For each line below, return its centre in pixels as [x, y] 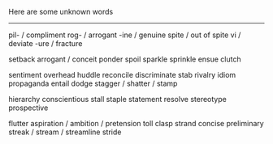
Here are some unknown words [61, 12]
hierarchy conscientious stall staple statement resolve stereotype [118, 99]
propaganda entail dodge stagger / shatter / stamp [93, 83]
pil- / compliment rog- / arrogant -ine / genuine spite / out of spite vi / [125, 35]
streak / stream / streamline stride [65, 132]
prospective [28, 108]
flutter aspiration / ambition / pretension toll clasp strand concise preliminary [136, 123]
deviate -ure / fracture [45, 43]
